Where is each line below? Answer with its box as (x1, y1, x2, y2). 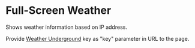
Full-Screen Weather (5, 4, 112, 17)
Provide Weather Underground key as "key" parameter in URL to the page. (5, 35, 190, 42)
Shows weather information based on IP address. (5, 23, 127, 31)
